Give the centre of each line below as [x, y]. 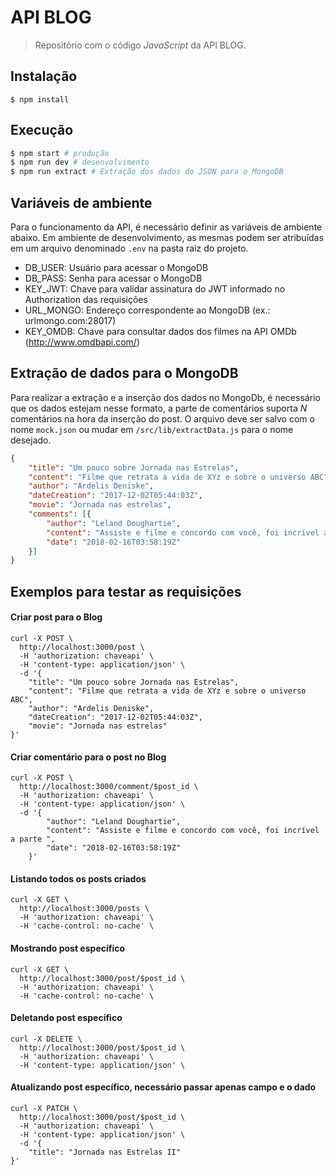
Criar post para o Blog [56, 617]
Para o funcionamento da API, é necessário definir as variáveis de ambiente [166, 227]
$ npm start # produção [60, 153]
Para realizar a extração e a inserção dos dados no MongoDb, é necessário [165, 397]
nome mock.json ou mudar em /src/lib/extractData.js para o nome [152, 429]
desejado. [31, 440]
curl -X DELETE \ [46, 1039]
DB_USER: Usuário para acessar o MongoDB [116, 267]
